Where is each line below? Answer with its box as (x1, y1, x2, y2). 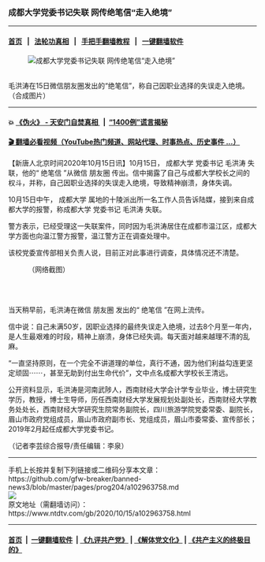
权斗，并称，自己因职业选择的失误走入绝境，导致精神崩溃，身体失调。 (8, 178, 237, 188)
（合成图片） (8, 91, 50, 100)
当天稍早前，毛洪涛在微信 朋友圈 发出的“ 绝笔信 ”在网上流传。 (8, 305, 209, 314)
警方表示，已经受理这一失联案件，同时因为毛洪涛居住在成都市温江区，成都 (8, 221, 250, 231)
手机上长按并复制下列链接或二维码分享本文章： (8, 465, 160, 475)
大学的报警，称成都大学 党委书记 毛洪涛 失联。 (14, 205, 166, 214)
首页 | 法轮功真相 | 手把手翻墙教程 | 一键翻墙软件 (8, 36, 184, 46)
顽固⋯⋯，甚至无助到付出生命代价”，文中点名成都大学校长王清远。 (14, 368, 233, 378)
